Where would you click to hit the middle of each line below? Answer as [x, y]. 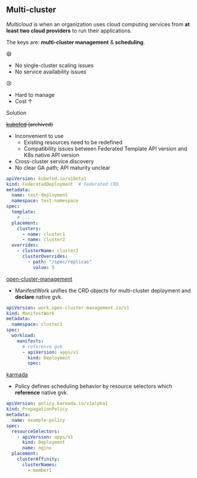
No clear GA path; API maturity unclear [62, 167]
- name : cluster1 [44, 234]
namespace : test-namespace [45, 201]
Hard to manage [35, 94]
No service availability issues [50, 72]
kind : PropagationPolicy [37, 409]
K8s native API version [51, 155]
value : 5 [44, 267]
